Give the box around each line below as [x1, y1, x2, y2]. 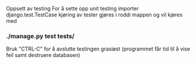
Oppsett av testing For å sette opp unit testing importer [6, 5, 139, 12]
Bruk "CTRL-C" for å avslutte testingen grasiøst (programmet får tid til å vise [6, 45, 191, 52]
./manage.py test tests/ [6, 32, 75, 40]
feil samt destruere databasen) [6, 52, 80, 59]
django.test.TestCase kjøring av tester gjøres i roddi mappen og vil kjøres [6, 11, 183, 18]
